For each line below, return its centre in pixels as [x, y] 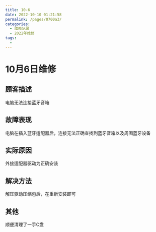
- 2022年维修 [22, 33]
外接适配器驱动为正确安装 [32, 163]
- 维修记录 [20, 29]
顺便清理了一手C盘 [25, 224]
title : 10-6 [18, 10]
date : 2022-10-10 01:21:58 [33, 15]
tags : [11, 38]
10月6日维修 [31, 69]
